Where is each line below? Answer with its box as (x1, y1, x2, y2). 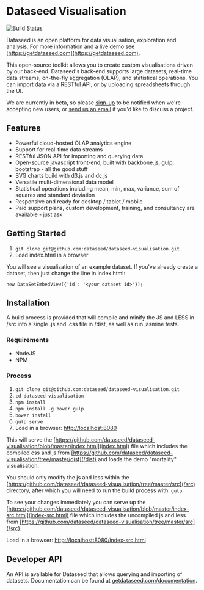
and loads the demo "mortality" (97, 455, 177, 462)
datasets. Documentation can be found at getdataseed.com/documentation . (6, 577, 197, 584)
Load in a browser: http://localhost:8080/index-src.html (6, 536, 147, 544)
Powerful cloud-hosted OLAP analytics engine (15, 139, 132, 147)
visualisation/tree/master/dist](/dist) (6, 455, 97, 462)
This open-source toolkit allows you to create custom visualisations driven (6, 61, 194, 68)
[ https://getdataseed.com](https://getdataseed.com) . (6, 49, 140, 56)
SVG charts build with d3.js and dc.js (15, 172, 108, 179)
